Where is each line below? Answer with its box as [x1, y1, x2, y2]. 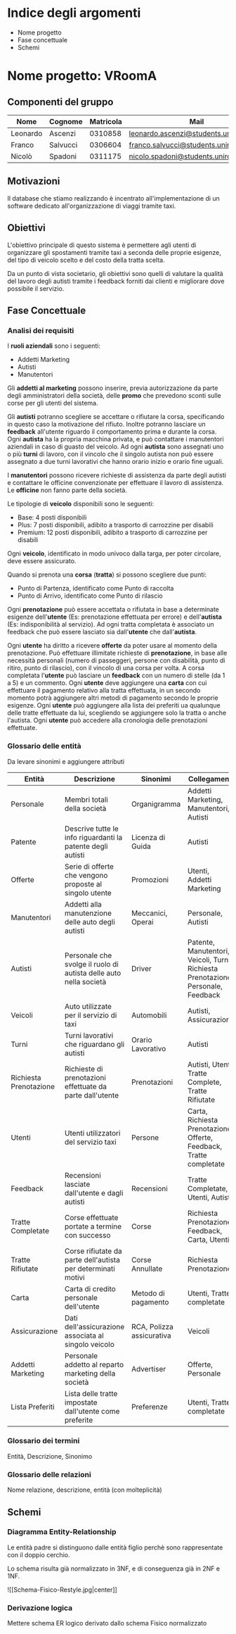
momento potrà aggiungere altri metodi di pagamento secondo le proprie [7, 693, 219, 702]
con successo [64, 1230, 111, 1240]
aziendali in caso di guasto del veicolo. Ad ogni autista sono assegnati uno [7, 442, 224, 451]
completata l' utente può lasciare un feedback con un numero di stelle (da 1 [7, 671, 225, 680]
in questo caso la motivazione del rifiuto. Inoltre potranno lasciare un [7, 420, 206, 429]
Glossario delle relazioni [7, 1469, 91, 1479]
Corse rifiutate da [64, 1246, 122, 1256]
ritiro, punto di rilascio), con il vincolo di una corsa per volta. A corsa [7, 664, 205, 672]
